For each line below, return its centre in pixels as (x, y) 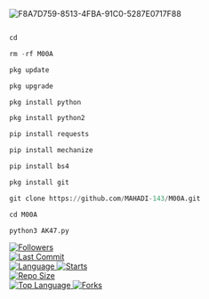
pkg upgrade (31, 86)
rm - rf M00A (31, 53)
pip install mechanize (51, 150)
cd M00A (24, 214)
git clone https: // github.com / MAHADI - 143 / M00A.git (105, 198)
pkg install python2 (48, 118)
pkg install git (39, 182)
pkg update (29, 70)
